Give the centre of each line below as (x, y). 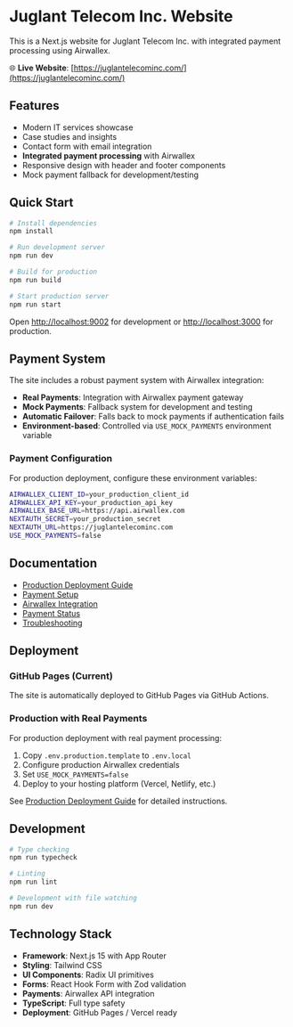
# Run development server (57, 248)
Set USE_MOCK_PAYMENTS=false (75, 774)
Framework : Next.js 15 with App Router (94, 956)
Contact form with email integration (87, 146)
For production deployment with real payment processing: (116, 738)
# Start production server (59, 296)
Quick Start (41, 203)
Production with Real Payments (78, 719)
